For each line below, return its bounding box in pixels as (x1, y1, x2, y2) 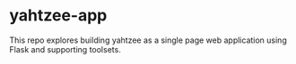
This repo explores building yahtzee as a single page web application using (9, 35, 287, 45)
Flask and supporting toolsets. (9, 44, 121, 54)
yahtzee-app (9, 5, 108, 26)
